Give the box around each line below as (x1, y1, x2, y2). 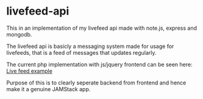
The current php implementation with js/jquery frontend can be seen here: (6, 61, 193, 68)
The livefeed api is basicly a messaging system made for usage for (6, 43, 174, 50)
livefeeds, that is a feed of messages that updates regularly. (6, 49, 157, 56)
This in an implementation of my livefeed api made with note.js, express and (6, 24, 197, 32)
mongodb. (6, 30, 32, 38)
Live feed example (6, 67, 53, 74)
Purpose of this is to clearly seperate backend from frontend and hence (6, 79, 187, 86)
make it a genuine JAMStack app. (6, 85, 91, 92)
